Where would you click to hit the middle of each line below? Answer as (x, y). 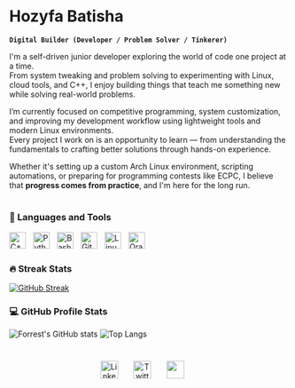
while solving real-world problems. (72, 94)
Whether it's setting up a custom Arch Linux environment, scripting (132, 166)
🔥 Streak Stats (41, 268)
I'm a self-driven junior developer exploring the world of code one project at (147, 56)
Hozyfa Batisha (66, 16)
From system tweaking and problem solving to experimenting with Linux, (142, 75)
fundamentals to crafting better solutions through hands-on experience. (140, 149)
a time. (22, 66)
